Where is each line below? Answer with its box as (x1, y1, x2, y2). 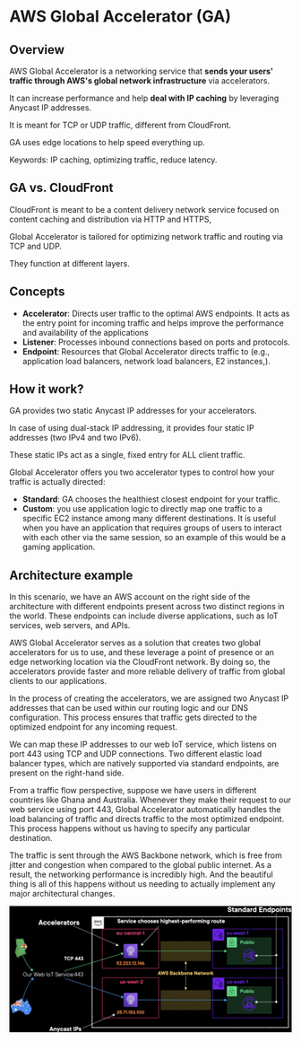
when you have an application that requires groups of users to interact (21, 522, 282, 533)
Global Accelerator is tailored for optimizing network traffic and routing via (9, 231, 284, 241)
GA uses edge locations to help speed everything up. (9, 137, 206, 147)
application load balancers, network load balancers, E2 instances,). (21, 355, 271, 366)
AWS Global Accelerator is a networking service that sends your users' (9, 66, 274, 76)
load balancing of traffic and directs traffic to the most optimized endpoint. (9, 814, 285, 825)
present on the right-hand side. (9, 767, 125, 778)
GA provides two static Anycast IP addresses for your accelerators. (9, 406, 257, 416)
